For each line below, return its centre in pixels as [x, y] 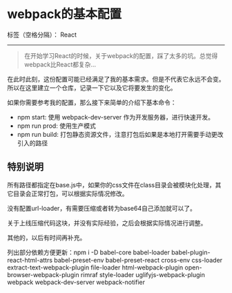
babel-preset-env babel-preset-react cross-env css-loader [138, 260]
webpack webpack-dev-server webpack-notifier [76, 282]
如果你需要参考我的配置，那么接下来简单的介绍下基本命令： [92, 102]
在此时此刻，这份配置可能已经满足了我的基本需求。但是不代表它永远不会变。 [116, 79]
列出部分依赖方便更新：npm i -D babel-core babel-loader [89, 252]
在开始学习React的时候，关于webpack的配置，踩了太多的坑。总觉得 [121, 55]
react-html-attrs [30, 260]
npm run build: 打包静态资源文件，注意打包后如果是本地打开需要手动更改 [120, 134]
